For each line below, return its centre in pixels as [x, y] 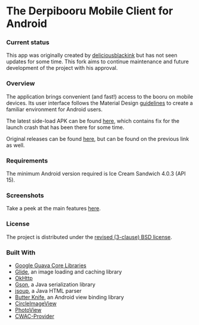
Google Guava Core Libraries [50, 265]
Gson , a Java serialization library [55, 284]
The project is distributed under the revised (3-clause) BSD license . [89, 237]
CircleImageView [36, 303]
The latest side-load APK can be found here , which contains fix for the [93, 121]
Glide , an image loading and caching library [68, 272]
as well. [16, 145]
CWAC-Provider [35, 316]
